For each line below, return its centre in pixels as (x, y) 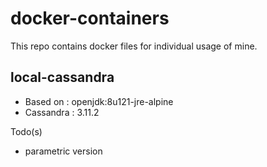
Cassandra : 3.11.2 (62, 112)
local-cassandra (62, 77)
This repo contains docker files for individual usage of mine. (134, 46)
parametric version (63, 151)
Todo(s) (26, 131)
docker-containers (90, 18)
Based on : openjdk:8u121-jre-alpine (99, 101)
